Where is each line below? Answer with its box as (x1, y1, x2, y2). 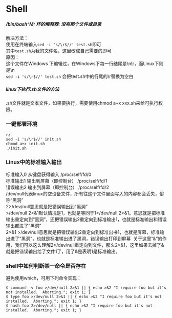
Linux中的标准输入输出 (6, 158, 62, 166)
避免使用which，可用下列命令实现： (6, 275, 81, 281)
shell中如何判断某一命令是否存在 (6, 262, 87, 269)
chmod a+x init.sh (6, 142, 45, 147)
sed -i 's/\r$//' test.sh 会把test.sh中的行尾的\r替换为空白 (6, 73, 134, 79)
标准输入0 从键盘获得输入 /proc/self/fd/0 (6, 171, 92, 177)
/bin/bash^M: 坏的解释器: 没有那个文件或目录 (6, 21, 102, 27)
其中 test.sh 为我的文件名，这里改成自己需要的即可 (6, 48, 112, 54)
